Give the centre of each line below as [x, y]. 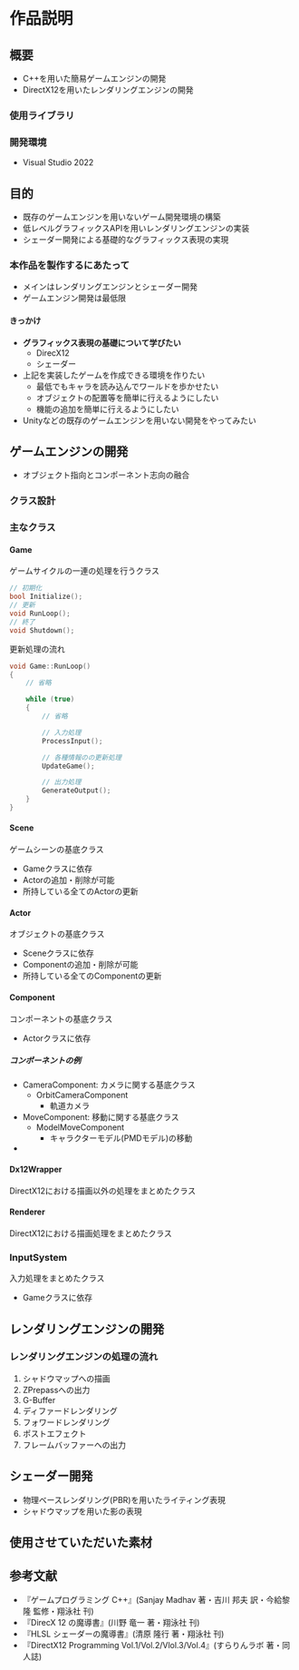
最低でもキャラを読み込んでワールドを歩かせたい [127, 386]
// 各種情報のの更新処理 [82, 757]
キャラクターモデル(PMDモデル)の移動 [121, 1138]
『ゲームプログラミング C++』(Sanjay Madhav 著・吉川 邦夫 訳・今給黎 [156, 1599]
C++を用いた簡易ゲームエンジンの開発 [94, 79]
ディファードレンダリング [70, 1410]
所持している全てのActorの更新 [80, 891]
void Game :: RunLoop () [50, 666]
